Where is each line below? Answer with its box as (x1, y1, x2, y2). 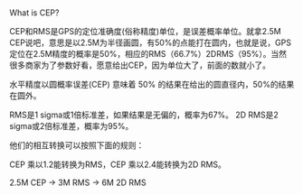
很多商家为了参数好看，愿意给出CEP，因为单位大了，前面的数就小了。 (9, 60, 271, 70)
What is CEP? (9, 7, 60, 18)
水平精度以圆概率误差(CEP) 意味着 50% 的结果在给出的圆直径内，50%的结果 (9, 79, 295, 90)
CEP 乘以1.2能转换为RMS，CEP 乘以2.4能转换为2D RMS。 (9, 159, 226, 170)
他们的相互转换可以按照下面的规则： (9, 140, 145, 151)
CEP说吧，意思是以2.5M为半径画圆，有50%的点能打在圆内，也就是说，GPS (9, 37, 292, 48)
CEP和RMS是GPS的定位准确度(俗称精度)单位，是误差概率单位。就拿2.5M (9, 26, 282, 37)
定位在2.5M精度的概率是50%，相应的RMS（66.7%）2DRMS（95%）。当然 (9, 49, 288, 60)
